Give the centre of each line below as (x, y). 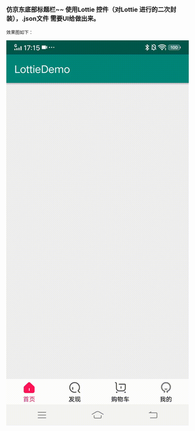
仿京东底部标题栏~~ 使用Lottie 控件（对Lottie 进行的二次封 (91, 9)
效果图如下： (20, 33)
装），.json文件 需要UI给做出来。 (53, 18)
